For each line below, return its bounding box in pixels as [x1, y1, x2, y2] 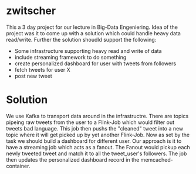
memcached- [140, 156, 173, 163]
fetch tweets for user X [14, 66, 70, 73]
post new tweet [14, 72, 53, 79]
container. [6, 162, 31, 169]
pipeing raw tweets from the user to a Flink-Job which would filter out [6, 119, 175, 126]
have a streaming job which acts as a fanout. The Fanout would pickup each [6, 143, 190, 150]
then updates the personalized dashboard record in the [6, 156, 140, 163]
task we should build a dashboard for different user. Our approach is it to [6, 137, 182, 145]
